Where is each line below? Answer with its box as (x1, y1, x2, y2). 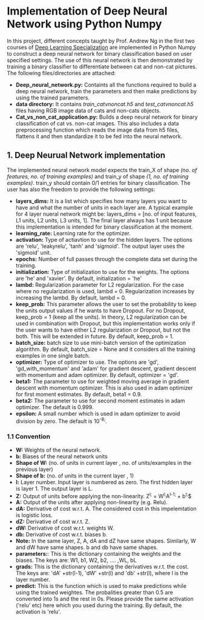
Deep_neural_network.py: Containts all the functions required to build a (15, 81, 197, 88)
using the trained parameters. (15, 94, 90, 101)
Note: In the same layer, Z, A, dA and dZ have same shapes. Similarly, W (15, 538, 196, 545)
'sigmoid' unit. (15, 248, 51, 256)
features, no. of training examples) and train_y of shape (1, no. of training (7, 173, 189, 180)
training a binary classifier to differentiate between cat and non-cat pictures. (7, 62, 197, 70)
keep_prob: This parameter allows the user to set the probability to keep (15, 300, 197, 307)
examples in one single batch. (15, 352, 90, 359)
